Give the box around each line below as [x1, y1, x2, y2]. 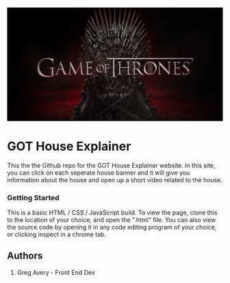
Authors [7, 250, 43, 262]
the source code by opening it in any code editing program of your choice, [7, 223, 217, 232]
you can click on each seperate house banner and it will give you [7, 169, 190, 177]
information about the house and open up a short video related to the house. [7, 175, 222, 184]
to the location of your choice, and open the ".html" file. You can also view [7, 216, 216, 224]
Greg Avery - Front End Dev [16, 268, 96, 276]
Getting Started [7, 193, 60, 202]
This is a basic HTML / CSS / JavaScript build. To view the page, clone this [7, 208, 218, 217]
